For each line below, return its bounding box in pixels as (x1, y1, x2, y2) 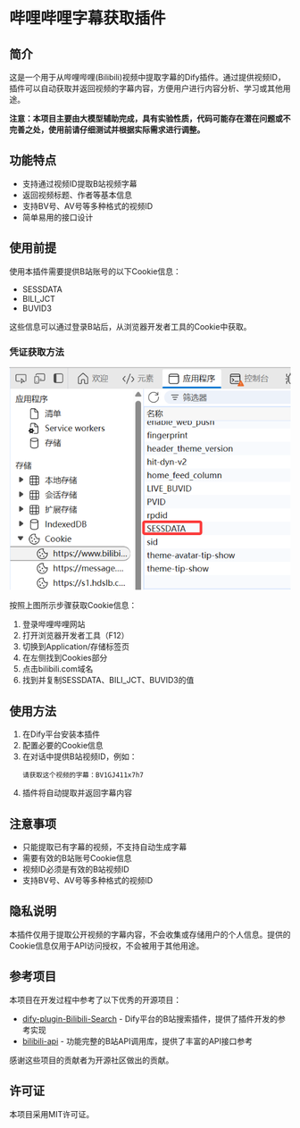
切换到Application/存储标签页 (21, 641, 130, 652)
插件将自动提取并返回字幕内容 (21, 788, 132, 798)
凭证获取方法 (9, 346, 65, 358)
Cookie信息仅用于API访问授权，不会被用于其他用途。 (9, 940, 204, 951)
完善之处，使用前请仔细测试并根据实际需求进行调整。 (9, 124, 205, 135)
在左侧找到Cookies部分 (21, 653, 108, 664)
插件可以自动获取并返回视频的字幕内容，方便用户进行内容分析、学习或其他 (9, 83, 283, 94)
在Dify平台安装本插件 (21, 729, 101, 739)
